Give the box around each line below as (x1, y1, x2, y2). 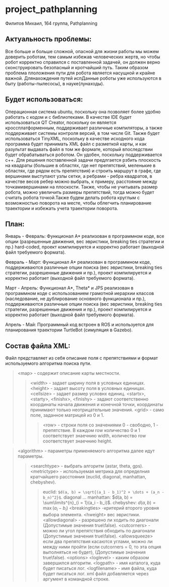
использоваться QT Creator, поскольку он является (5, 119, 117, 125)
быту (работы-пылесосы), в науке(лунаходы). (5, 80, 104, 86)
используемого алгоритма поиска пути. (5, 360, 92, 367)
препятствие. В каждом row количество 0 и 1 (42, 427, 140, 433)
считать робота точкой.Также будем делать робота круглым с (5, 194, 140, 201)
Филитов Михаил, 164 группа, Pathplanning (5, 20, 97, 26)
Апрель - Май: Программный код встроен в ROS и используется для (5, 322, 154, 328)
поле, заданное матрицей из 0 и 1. (30, 412, 104, 418)
